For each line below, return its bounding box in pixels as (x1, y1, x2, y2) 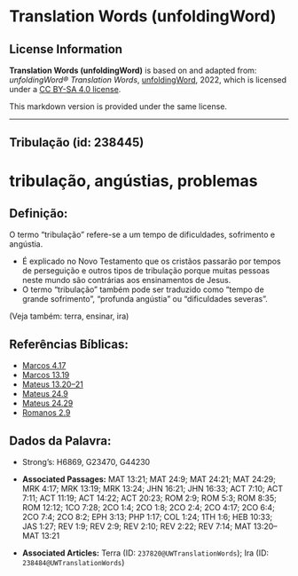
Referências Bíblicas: (9, 336, 129, 351)
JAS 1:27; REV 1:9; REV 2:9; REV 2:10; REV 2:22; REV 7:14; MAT (21, 521, 252, 532)
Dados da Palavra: (9, 433, 112, 448)
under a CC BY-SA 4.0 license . (9, 84, 122, 94)
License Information (9, 42, 122, 57)
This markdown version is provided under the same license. (9, 101, 228, 112)
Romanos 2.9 (21, 407, 71, 418)
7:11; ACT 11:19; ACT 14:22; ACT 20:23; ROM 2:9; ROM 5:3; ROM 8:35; (21, 493, 278, 503)
